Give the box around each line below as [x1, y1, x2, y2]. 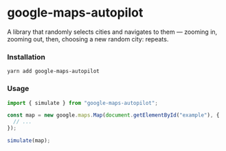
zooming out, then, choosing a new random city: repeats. [7, 34, 169, 43]
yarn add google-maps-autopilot [7, 68, 100, 75]
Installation [7, 52, 46, 61]
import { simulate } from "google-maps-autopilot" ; [7, 99, 158, 106]
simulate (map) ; [7, 137, 51, 144]
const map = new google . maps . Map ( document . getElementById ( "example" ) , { [7, 112, 220, 119]
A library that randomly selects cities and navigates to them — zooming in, [7, 28, 218, 36]
